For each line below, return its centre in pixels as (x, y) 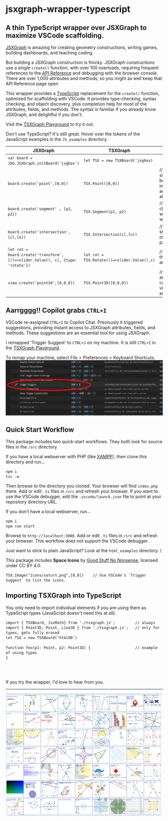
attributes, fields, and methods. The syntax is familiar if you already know (81, 109)
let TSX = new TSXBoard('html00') (42, 638)
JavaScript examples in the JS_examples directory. (57, 139)
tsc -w (12, 477)
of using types (21, 653)
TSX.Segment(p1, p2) (105, 212)
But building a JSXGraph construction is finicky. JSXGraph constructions (80, 62)
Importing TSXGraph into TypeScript (64, 596)
